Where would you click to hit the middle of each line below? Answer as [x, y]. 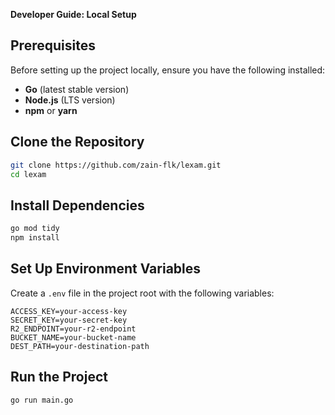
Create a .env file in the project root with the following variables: [142, 293]
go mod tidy [35, 229]
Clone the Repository [77, 142]
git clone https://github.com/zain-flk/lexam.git [116, 165]
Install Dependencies [77, 205]
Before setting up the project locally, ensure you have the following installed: [168, 70]
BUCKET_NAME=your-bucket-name [73, 337]
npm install [35, 238]
